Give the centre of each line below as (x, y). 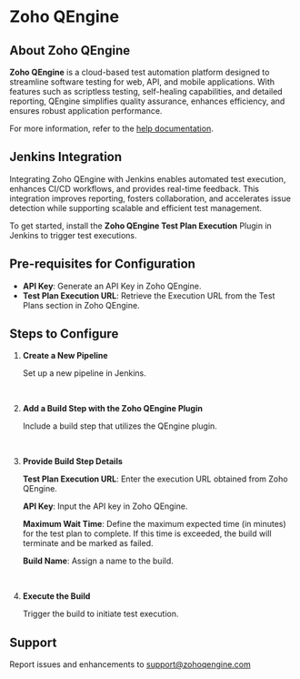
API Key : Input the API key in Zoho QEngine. (105, 506)
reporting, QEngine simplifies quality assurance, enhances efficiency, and (147, 101)
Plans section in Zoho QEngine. (81, 305)
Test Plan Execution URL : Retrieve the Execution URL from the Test (149, 295)
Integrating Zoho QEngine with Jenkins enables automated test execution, (148, 178)
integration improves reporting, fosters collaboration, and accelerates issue (150, 198)
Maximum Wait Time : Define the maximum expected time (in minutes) (154, 524)
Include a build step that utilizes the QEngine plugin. (120, 426)
